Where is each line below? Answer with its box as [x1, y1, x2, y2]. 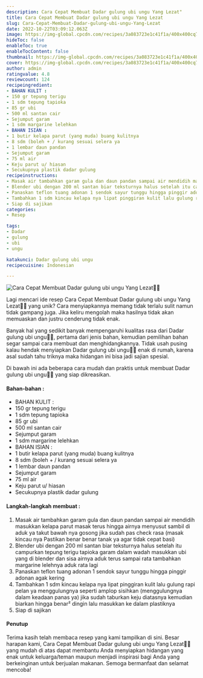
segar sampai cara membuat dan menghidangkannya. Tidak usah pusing [6, 340, 187, 347]
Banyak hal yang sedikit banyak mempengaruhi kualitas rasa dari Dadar [6, 327, 184, 334]
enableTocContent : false [6, 49, 69, 55]
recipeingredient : [6, 83, 53, 89]
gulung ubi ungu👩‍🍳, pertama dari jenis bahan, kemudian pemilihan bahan [6, 333, 188, 341]
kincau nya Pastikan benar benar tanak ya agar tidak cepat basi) [14, 535, 175, 543]
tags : [6, 223, 20, 229]
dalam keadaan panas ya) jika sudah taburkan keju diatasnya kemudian [14, 593, 193, 601]
